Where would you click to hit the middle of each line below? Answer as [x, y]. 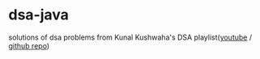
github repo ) [29, 45]
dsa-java [38, 15]
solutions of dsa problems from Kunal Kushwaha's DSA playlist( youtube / [130, 37]
